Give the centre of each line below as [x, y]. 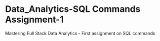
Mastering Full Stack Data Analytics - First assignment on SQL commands [80, 33]
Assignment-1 [35, 20]
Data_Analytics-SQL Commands [73, 9]
